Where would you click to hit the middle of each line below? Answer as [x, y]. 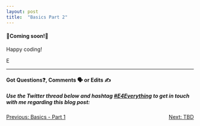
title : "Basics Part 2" [37, 17]
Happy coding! [24, 49]
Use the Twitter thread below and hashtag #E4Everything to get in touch [98, 96]
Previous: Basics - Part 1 [36, 117]
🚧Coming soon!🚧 [27, 36]
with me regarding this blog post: [48, 102]
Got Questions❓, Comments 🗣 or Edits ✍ [59, 80]
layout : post [22, 12]
